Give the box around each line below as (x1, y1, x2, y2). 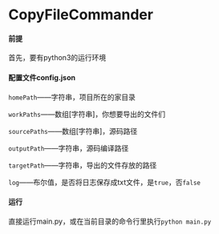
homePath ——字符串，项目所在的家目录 (8, 92, 136, 102)
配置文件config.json (8, 72, 76, 82)
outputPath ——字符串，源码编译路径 (8, 143, 129, 153)
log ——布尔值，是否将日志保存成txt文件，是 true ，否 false (8, 177, 201, 187)
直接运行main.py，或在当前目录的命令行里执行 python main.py (8, 216, 212, 226)
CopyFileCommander (8, 6, 154, 24)
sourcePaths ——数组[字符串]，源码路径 (8, 126, 138, 135)
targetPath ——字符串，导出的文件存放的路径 (8, 160, 157, 170)
